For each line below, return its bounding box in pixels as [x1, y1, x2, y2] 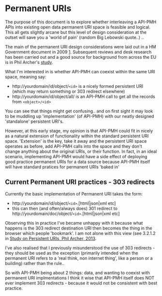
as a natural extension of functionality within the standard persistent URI [5, 133, 149, 139]
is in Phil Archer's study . [5, 59, 53, 65]
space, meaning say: [5, 74, 46, 80]
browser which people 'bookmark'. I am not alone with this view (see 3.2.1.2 [5, 230, 156, 236]
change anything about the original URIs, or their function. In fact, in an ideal [5, 148, 157, 154]
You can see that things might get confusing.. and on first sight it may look [5, 108, 153, 114]
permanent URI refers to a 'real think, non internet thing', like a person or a [5, 255, 153, 261]
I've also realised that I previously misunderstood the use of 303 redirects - [5, 245, 155, 250]
